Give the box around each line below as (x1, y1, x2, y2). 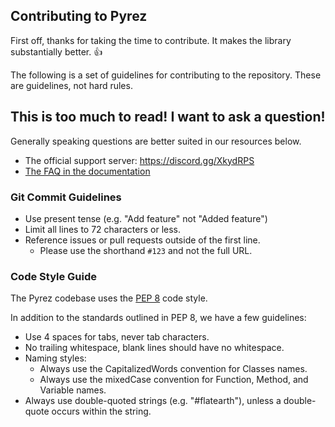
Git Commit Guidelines (10, 190, 122, 204)
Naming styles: (24, 352, 87, 364)
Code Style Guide (10, 269, 98, 283)
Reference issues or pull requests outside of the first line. (24, 234, 261, 246)
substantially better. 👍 (10, 45, 103, 58)
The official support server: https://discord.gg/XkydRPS (24, 154, 255, 166)
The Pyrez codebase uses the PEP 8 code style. (10, 292, 208, 304)
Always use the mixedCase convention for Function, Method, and (39, 374, 309, 386)
